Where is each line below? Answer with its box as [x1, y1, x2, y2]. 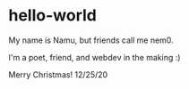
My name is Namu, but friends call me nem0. [8, 35, 174, 45]
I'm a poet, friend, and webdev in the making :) [8, 52, 181, 62]
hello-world [8, 5, 98, 26]
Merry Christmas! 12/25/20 [8, 69, 108, 80]
